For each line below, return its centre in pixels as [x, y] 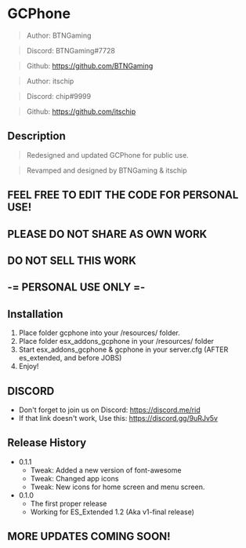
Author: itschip [50, 81]
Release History [47, 443]
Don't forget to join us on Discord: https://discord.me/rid [109, 410]
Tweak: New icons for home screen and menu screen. [118, 487]
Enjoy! [29, 367]
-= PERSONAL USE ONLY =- [76, 287]
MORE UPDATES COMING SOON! [89, 537]
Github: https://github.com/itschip [81, 111]
